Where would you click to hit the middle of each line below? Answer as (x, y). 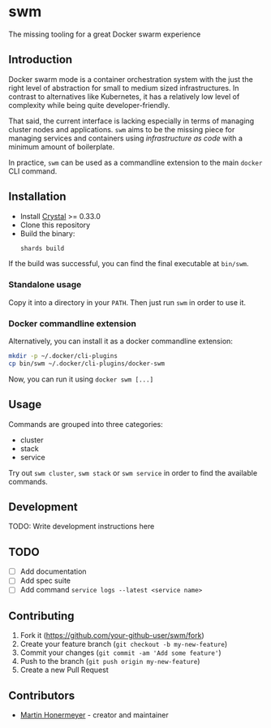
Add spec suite (45, 581)
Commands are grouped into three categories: (86, 424)
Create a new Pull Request (65, 670)
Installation (37, 197)
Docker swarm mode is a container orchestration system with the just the (131, 79)
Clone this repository (55, 225)
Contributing (41, 616)
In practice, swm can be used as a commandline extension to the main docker (135, 162)
